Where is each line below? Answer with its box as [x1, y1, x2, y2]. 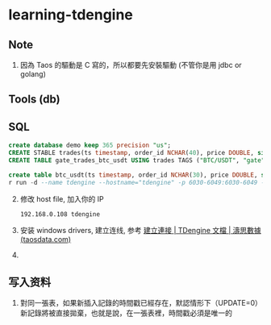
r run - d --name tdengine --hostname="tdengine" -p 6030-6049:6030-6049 [8, 178, 258, 186]
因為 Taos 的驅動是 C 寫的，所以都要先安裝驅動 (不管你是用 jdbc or [19, 60, 242, 69]
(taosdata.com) [19, 234, 71, 244]
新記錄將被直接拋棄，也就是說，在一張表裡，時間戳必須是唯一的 [19, 308, 232, 318]
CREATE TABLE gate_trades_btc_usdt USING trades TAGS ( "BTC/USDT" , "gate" [8, 156, 265, 165]
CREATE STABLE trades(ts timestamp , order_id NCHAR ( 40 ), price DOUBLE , [8, 149, 254, 157]
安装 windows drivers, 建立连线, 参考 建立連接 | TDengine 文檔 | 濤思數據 [19, 225, 262, 235]
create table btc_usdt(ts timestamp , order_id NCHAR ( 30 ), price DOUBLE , [8, 171, 258, 179]
